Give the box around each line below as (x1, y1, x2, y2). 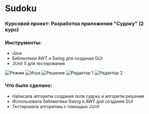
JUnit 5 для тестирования (12, 61, 65, 66)
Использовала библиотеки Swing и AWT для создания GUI (12, 98, 134, 104)
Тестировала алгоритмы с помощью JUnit (12, 103, 100, 109)
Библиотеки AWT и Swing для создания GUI (12, 55, 103, 61)
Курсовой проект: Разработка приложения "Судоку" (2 (5, 20, 144, 27)
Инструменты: (5, 39, 42, 46)
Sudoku (5, 3, 37, 14)
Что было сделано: (5, 82, 52, 89)
